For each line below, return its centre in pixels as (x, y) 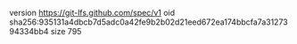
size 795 (66, 31)
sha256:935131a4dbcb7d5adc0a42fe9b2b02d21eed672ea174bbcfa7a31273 (148, 22)
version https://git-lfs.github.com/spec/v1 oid (92, 13)
